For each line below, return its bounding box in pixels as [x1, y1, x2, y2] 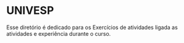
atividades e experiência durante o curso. [6, 30, 111, 37]
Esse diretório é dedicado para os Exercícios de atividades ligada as [6, 24, 178, 31]
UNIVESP [6, 4, 54, 18]
